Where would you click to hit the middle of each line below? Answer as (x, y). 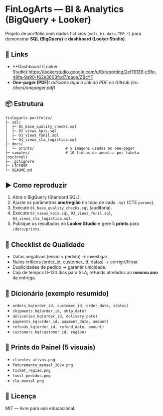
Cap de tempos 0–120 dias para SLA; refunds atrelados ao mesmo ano (85, 273)
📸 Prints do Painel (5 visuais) (50, 348)
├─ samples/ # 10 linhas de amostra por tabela (72, 153)
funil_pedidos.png (31, 376)
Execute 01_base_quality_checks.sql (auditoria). (62, 208)
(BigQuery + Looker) (48, 20)
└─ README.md (19, 170)
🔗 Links (17, 54)
